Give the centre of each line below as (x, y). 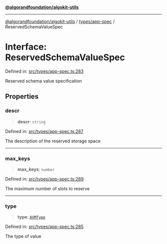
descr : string (31, 122)
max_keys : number (36, 169)
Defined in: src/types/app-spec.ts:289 (44, 179)
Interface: (26, 47)
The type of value (23, 237)
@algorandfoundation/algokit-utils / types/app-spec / (60, 21)
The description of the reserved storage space (53, 141)
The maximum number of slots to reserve (47, 188)
